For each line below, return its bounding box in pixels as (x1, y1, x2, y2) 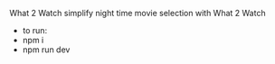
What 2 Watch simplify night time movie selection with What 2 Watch (9, 8, 266, 18)
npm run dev (22, 44, 71, 55)
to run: (22, 25, 48, 35)
